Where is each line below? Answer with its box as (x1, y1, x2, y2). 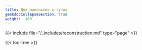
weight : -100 (5, 16, 32, 21)
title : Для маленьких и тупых (5, 7, 68, 12)
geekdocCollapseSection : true (5, 12, 68, 17)
